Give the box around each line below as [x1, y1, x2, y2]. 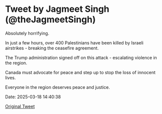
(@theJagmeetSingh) [5, 14, 96, 25]
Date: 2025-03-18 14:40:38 [5, 94, 61, 100]
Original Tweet [5, 103, 35, 109]
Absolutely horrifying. [5, 30, 50, 36]
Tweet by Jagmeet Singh [5, 3, 109, 15]
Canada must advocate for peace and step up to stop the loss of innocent [5, 69, 156, 75]
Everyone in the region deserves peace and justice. [5, 84, 110, 90]
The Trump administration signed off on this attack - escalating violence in [5, 54, 157, 60]
